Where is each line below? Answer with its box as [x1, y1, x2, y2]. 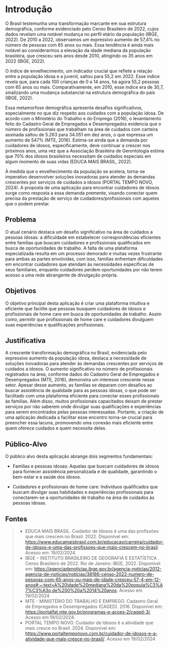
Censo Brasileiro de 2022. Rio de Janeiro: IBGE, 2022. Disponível [25, 560, 160, 566]
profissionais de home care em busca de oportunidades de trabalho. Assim [5, 311, 161, 317]
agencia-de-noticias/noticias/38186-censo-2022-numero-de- [25, 571, 154, 577]
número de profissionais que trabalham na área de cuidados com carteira [5, 126, 158, 132]
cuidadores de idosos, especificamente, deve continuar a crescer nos [5, 142, 150, 148]
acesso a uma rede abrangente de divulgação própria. [5, 272, 118, 278]
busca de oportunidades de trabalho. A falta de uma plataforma [5, 245, 138, 251]
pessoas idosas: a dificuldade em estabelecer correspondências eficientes [5, 234, 161, 240]
